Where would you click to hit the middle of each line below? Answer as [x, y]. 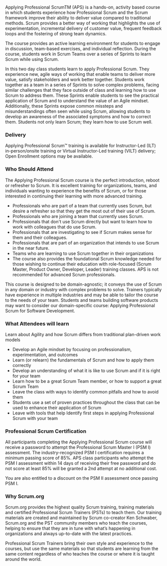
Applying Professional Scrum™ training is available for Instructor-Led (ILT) [81, 146]
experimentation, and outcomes [45, 355]
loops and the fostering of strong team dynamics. [56, 34]
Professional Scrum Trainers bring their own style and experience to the [79, 544]
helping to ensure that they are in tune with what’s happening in [70, 529]
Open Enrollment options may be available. [49, 156]
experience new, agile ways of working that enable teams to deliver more [80, 74]
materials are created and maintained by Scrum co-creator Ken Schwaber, [82, 518]
